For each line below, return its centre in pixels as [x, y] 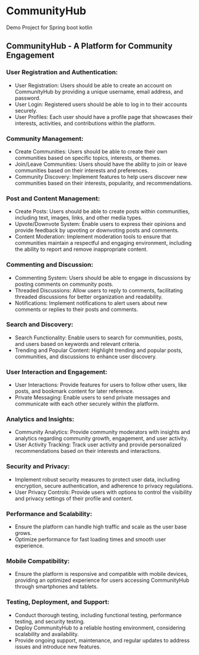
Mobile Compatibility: [38, 561]
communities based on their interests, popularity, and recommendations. [104, 183]
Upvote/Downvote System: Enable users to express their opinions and [100, 224]
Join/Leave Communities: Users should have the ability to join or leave [101, 164]
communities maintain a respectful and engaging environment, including [103, 243]
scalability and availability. [47, 634]
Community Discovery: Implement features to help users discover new [101, 177]
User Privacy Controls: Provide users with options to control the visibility [103, 492]
